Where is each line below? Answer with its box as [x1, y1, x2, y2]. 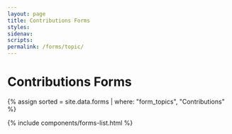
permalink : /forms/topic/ [7, 43, 84, 50]
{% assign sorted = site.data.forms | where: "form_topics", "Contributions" [7, 97, 225, 106]
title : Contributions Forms [7, 17, 91, 24]
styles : [7, 23, 31, 30]
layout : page [7, 10, 46, 18]
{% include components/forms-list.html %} [7, 118, 133, 127]
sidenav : [7, 30, 33, 38]
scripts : [7, 37, 33, 44]
